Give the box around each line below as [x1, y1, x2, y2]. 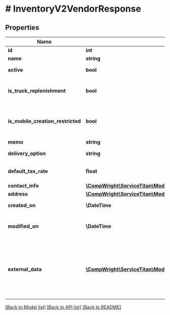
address [8, 190, 28, 198]
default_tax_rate [8, 168, 48, 175]
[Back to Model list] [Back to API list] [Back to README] [5, 304, 121, 310]
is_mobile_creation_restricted [8, 117, 81, 125]
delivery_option [8, 150, 46, 157]
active [8, 66, 23, 73]
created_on [8, 202, 36, 209]
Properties [5, 23, 39, 32]
